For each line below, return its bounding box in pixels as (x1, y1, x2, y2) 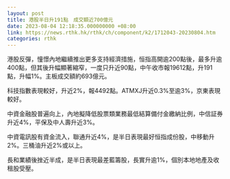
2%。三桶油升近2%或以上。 (7, 141, 87, 150)
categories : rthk (7, 36, 57, 42)
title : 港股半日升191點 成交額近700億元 (7, 16, 114, 23)
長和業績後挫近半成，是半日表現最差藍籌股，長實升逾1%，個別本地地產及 (7, 156, 214, 164)
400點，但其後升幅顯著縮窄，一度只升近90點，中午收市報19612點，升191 (7, 64, 213, 72)
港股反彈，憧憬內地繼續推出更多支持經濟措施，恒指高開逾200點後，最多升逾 (7, 55, 222, 64)
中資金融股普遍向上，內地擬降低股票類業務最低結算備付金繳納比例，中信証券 (7, 110, 223, 118)
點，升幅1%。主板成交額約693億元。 (7, 72, 111, 81)
